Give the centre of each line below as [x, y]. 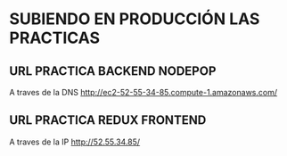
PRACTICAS [55, 38]
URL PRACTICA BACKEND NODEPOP [113, 71]
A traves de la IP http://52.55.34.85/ [75, 142]
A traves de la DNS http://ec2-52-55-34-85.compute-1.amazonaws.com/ [143, 92]
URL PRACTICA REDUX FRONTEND [108, 120]
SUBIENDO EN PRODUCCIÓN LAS [135, 19]
